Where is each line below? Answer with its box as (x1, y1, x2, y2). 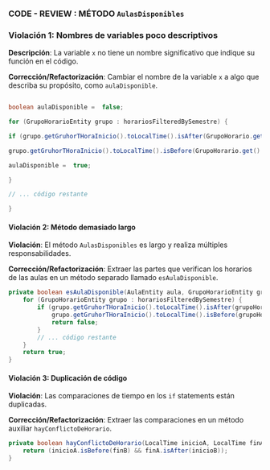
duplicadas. (8, 399, 47, 410)
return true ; (22, 348, 67, 357)
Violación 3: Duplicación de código (8, 373, 128, 382)
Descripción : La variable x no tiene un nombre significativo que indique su (8, 48, 256, 58)
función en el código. (8, 56, 79, 66)
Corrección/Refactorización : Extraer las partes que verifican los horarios (8, 264, 252, 274)
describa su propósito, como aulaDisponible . (8, 80, 158, 90)
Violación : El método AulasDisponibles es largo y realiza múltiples (8, 240, 228, 249)
